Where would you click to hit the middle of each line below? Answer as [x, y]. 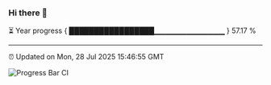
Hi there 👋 [28, 13]
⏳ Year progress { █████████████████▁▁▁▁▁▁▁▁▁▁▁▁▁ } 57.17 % [132, 30]
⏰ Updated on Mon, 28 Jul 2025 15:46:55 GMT [86, 57]
